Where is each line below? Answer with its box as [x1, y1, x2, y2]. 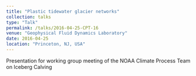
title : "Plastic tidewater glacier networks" [6, 8, 119, 15]
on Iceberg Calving [6, 63, 52, 70]
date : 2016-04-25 [6, 36, 49, 42]
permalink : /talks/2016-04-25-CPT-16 [6, 25, 99, 31]
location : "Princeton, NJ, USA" [6, 42, 85, 47]
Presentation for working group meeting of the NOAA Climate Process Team [6, 57, 191, 64]
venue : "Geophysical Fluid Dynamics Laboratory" [6, 30, 128, 36]
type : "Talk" [6, 19, 38, 25]
